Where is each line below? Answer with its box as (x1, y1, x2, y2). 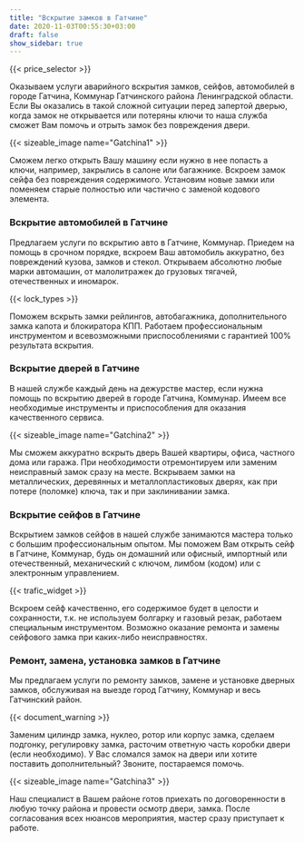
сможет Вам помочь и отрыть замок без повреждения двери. (9, 120, 250, 131)
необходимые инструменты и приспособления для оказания (9, 401, 247, 413)
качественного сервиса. (9, 411, 104, 422)
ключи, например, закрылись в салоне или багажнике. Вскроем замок (9, 164, 286, 175)
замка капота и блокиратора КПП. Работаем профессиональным (9, 320, 263, 332)
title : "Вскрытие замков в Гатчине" (9, 13, 148, 23)
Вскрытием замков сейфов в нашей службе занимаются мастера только (9, 529, 293, 540)
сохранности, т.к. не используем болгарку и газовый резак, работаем (9, 612, 282, 623)
